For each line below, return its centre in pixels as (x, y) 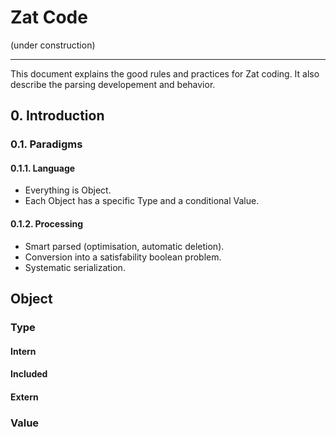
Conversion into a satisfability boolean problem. (123, 257)
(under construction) (53, 45)
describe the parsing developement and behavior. (113, 84)
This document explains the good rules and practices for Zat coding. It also (165, 73)
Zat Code (49, 17)
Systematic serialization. (75, 267)
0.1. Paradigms (46, 144)
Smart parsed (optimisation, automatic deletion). (124, 246)
